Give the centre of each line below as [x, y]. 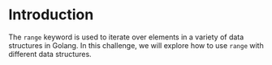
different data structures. [50, 54]
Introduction [51, 15]
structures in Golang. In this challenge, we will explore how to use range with [136, 45]
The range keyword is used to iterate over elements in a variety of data [126, 37]
